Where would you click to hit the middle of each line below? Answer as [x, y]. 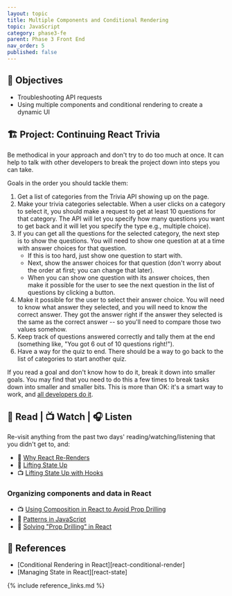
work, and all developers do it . [50, 394]
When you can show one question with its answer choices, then [118, 278]
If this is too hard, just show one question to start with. [105, 255]
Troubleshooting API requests [60, 97]
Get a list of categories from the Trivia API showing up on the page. [113, 196]
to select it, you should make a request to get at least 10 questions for [116, 211]
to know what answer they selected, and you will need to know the [112, 307]
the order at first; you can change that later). [91, 270]
